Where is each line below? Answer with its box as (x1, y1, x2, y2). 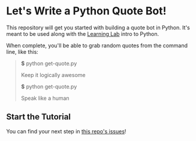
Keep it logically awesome (20, 71, 86, 78)
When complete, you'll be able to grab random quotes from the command (6, 42, 188, 49)
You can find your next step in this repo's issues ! (6, 127, 126, 135)
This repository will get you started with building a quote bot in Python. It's (6, 24, 190, 31)
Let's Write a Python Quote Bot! (6, 4, 167, 18)
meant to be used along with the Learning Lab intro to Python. (6, 30, 159, 37)
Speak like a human (20, 94, 70, 102)
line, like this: (6, 48, 39, 55)
